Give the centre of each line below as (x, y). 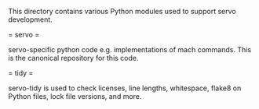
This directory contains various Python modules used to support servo (122, 11)
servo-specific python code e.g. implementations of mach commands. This (130, 49)
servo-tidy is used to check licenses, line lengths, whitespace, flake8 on (125, 88)
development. (30, 19)
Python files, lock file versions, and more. (75, 96)
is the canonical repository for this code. (73, 58)
